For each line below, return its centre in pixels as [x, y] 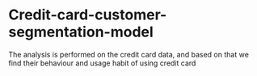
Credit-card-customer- [88, 15]
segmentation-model [81, 32]
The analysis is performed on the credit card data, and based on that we [128, 54]
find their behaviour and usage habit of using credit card [102, 63]
